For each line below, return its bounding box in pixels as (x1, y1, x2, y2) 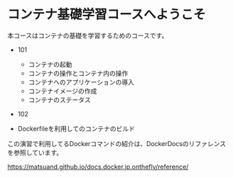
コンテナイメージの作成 (28, 87, 97, 95)
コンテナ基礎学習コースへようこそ (7, 6, 206, 23)
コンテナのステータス (28, 95, 91, 104)
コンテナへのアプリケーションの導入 (28, 77, 135, 86)
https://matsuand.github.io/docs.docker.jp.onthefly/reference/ (7, 162, 189, 171)
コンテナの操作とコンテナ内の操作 (28, 69, 129, 77)
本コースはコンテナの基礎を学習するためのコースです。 (7, 31, 168, 40)
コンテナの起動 (28, 60, 72, 68)
